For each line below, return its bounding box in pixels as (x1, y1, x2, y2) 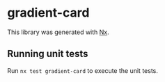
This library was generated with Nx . (7, 28, 109, 36)
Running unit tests (7, 48, 88, 60)
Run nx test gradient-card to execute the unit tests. (7, 66, 158, 74)
